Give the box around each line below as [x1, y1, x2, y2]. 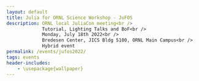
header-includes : [6, 60, 51, 66]
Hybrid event [42, 43, 75, 49]
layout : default [6, 9, 48, 15]
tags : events [6, 54, 40, 60]
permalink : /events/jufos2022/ [6, 49, 86, 55]
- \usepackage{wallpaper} [17, 65, 84, 72]
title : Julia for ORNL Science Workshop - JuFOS [6, 15, 133, 21]
